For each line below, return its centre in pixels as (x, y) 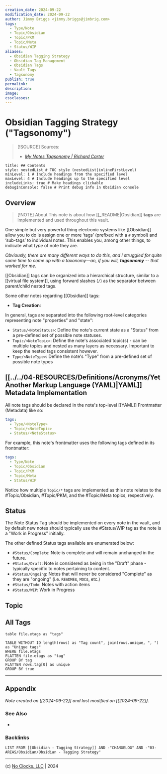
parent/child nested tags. (31, 286)
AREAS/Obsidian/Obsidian (31, 752)
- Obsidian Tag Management (38, 61)
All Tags (18, 623)
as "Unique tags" (23, 647)
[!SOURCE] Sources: (38, 147)
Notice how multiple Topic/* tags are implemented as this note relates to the (83, 490)
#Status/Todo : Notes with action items (51, 585)
